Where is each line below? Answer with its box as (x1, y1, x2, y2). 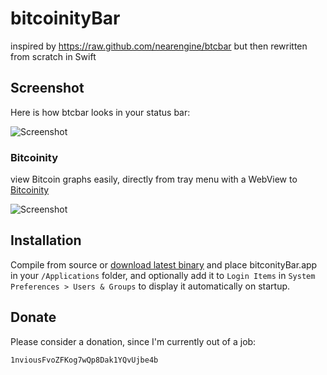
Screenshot (10, 80, 85, 97)
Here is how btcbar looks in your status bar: (10, 106, 191, 118)
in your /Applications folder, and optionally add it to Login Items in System (10, 269, 316, 281)
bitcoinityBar (10, 7, 121, 30)
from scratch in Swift (10, 50, 97, 62)
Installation (10, 232, 82, 249)
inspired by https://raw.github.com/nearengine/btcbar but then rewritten (10, 40, 308, 52)
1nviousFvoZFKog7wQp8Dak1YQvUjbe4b (10, 355, 159, 365)
